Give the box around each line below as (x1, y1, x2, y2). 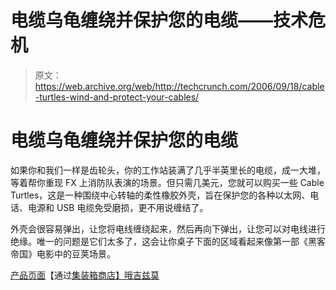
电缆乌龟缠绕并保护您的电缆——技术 (10, 9, 309, 32)
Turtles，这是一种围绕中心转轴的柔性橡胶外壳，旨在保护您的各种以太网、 (10, 189, 311, 201)
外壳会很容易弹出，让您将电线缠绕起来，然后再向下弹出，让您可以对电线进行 (10, 222, 326, 235)
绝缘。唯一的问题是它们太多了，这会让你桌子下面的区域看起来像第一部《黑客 (10, 235, 326, 247)
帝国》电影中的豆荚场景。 (10, 247, 116, 260)
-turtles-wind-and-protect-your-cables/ (34, 91, 200, 103)
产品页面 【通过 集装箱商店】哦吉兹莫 (10, 269, 160, 281)
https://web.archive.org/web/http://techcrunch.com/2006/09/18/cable (34, 80, 325, 92)
